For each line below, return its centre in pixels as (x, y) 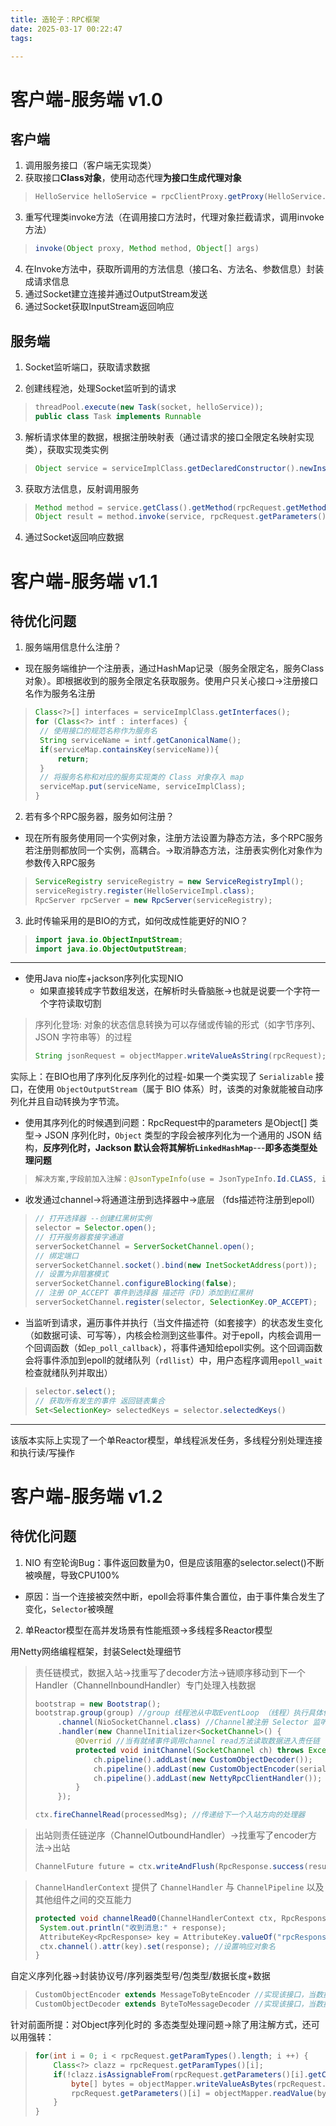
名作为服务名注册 (60, 693)
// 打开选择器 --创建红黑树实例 (93, 1219)
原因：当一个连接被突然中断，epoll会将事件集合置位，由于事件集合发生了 (175, 1596)
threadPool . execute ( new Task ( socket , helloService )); (149, 407)
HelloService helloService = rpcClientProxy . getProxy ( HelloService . (180, 197)
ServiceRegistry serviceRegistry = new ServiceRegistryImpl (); (169, 882)
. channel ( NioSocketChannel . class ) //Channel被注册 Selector (183, 1722)
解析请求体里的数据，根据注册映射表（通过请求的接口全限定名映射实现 (169, 437)
